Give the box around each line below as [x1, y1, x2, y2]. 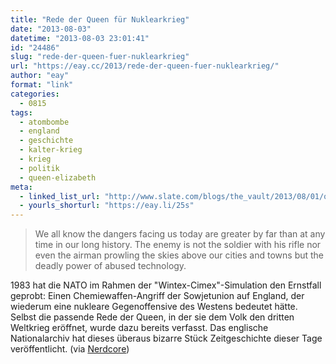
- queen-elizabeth [19, 172, 97, 183]
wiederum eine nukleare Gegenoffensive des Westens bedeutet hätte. [10, 301, 298, 313]
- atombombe [19, 117, 70, 127]
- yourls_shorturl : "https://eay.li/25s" [19, 201, 195, 211]
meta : [10, 182, 33, 192]
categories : [10, 89, 60, 99]
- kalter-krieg [19, 145, 83, 155]
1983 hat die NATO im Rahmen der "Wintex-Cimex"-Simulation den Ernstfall [10, 279, 322, 291]
